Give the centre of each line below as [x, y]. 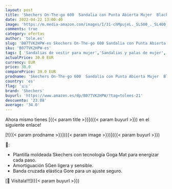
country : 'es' [20, 81]
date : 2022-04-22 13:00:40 [34, 19]
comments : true [21, 29]
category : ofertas [25, 34]
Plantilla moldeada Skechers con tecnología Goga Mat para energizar [86, 155]
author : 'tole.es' [25, 39]
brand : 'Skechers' [25, 91]
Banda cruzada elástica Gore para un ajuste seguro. [68, 171]
